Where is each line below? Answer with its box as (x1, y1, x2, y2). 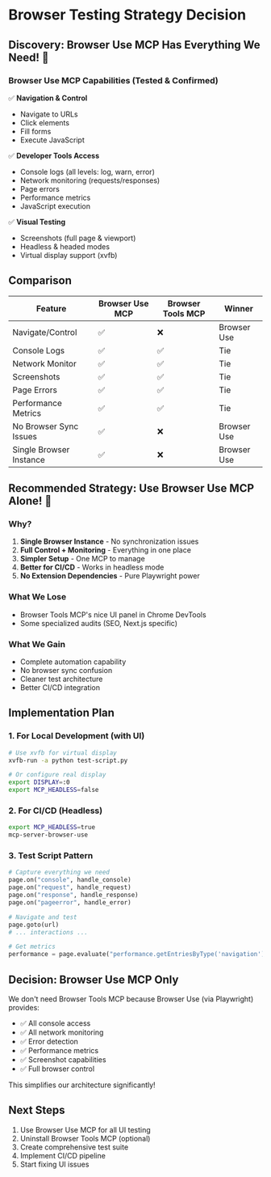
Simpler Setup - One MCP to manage (19, 554, 145, 564)
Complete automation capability (19, 657, 127, 667)
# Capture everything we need (8, 868, 110, 877)
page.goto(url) (8, 921, 60, 929)
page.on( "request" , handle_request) (8, 883, 131, 891)
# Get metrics (8, 942, 56, 951)
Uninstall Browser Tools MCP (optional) (19, 1133, 151, 1143)
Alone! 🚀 (8, 494, 52, 508)
